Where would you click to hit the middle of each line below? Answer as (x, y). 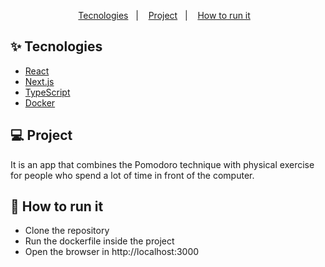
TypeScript (47, 92)
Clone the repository (67, 231)
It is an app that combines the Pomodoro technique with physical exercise (162, 164)
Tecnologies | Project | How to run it (164, 15)
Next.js (39, 81)
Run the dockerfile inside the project (99, 241)
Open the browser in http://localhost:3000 (112, 252)
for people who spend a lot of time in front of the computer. (132, 175)
